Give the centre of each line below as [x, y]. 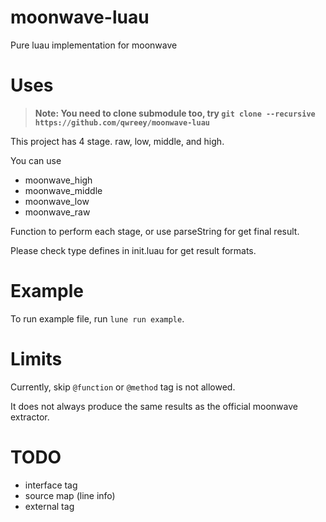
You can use [36, 160]
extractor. [30, 417]
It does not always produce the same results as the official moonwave [154, 406]
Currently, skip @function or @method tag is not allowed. [123, 387]
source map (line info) [70, 495]
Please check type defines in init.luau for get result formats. [133, 250]
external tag [49, 506]
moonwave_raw [57, 212]
